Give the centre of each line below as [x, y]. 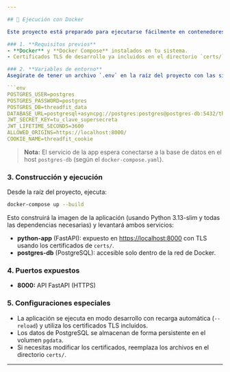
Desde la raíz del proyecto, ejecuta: [57, 192]
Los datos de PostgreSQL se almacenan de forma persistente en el [111, 332]
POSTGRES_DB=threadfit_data [47, 107]
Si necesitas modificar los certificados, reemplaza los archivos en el [113, 347]
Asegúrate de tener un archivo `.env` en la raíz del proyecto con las [111, 76]
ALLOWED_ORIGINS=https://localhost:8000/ [67, 133]
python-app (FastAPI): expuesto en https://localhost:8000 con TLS [112, 238]
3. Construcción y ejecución [55, 177]
